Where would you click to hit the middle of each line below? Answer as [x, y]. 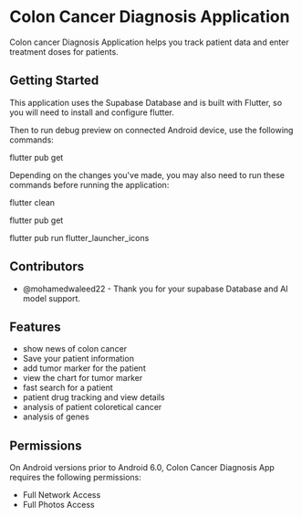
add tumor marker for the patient [84, 368]
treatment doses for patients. [64, 51]
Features [35, 327]
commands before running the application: [89, 185]
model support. [51, 298]
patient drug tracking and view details [94, 397]
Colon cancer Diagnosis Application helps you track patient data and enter [149, 42]
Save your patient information [78, 359]
